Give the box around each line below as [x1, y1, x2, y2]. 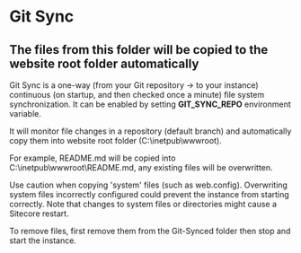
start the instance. [9, 235, 76, 246]
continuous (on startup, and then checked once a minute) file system [9, 90, 265, 100]
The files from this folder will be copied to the [9, 42, 269, 57]
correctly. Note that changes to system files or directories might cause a [9, 199, 277, 209]
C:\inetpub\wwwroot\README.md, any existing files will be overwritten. [9, 162, 273, 172]
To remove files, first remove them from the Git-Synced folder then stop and [9, 226, 291, 236]
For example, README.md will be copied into [9, 153, 176, 163]
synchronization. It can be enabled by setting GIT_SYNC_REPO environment [9, 99, 292, 109]
